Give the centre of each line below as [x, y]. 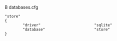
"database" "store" [66, 29]
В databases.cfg [21, 7]
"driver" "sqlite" [67, 25]
